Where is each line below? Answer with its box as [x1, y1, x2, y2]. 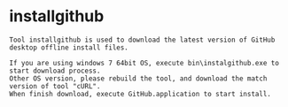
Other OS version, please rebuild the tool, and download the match [9, 73, 268, 83]
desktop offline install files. [9, 42, 128, 52]
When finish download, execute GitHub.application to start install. [9, 89, 272, 98]
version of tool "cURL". [9, 81, 101, 90]
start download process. [9, 66, 101, 75]
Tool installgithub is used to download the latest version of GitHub [9, 35, 276, 44]
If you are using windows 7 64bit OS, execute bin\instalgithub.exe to [9, 58, 279, 67]
